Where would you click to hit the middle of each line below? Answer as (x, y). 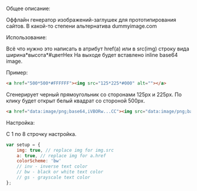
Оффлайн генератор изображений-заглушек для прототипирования (91, 20)
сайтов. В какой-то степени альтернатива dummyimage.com (81, 26)
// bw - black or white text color (60, 172)
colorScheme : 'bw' (39, 161)
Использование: (26, 37)
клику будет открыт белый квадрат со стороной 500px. (76, 100)
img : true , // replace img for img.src (65, 150)
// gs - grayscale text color (54, 178)
